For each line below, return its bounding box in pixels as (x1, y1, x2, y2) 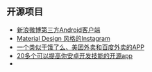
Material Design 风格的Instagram (16, 34, 110, 42)
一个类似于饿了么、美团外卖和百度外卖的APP (16, 43, 145, 51)
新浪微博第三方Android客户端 (16, 26, 101, 34)
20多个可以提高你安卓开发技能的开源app (16, 51, 133, 60)
